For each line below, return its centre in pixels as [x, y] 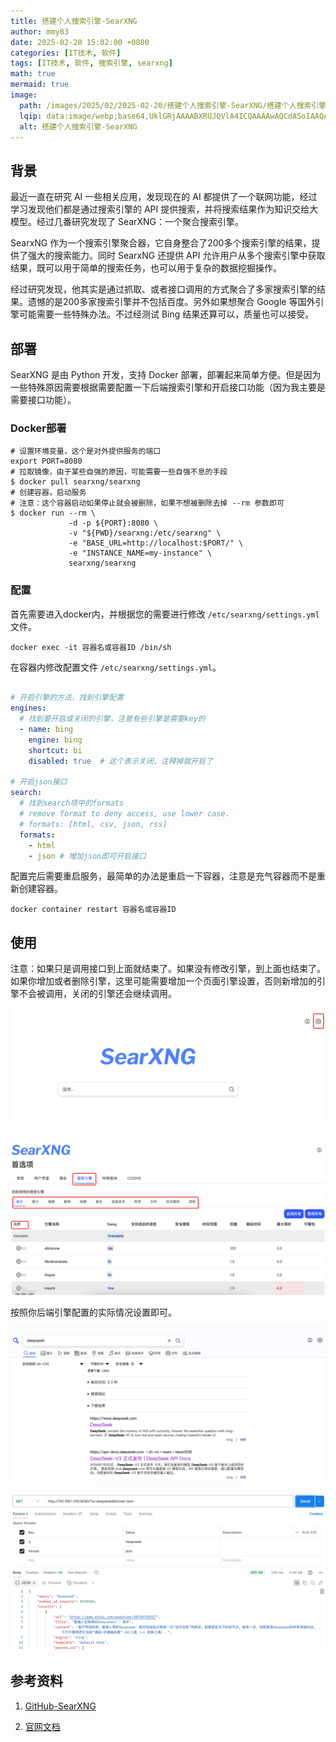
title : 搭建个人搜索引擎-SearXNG [74, 21]
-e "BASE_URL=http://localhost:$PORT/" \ [156, 543]
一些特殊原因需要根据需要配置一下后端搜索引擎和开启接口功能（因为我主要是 [168, 387]
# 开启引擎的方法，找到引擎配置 [67, 698]
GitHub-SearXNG [60, 1706]
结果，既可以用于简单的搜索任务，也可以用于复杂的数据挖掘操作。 [146, 268]
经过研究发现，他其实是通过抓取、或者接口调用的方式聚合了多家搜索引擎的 [163, 289]
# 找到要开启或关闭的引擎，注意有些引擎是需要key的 [112, 719]
